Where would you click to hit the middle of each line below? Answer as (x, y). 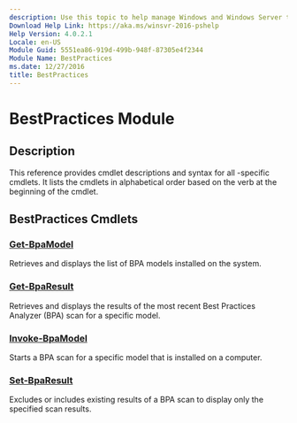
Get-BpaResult (42, 287)
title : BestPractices (49, 75)
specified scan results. (50, 409)
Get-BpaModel (41, 244)
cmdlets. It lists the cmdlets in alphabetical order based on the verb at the (143, 181)
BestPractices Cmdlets (74, 219)
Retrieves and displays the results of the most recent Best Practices (133, 305)
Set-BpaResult (41, 380)
